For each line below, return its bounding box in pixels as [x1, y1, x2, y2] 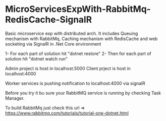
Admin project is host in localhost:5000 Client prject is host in [5, 65, 131, 71]
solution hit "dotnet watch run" [5, 56, 68, 61]
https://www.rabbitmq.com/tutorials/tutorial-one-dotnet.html [5, 110, 129, 116]
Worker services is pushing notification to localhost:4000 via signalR [5, 80, 145, 86]
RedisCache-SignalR [5, 14, 92, 25]
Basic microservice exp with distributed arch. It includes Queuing [5, 30, 138, 36]
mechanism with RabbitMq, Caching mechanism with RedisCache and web [5, 36, 158, 42]
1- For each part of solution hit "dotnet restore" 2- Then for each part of [5, 51, 152, 57]
